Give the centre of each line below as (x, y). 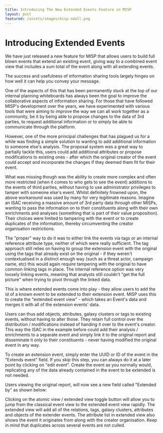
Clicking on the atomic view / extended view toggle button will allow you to (80, 399)
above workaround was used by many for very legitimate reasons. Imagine (80, 197)
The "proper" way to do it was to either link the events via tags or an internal (81, 238)
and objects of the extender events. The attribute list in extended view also (80, 415)
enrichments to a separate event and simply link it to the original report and (80, 335)
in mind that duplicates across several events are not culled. (65, 425)
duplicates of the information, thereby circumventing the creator (69, 224)
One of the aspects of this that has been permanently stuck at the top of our (81, 91)
